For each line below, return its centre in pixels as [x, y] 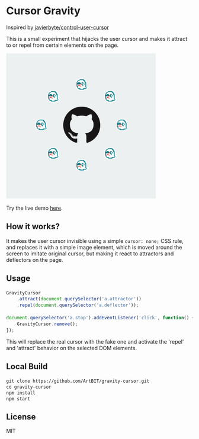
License [21, 417]
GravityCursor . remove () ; [47, 324]
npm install [21, 393]
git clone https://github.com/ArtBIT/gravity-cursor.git [78, 381]
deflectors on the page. [35, 259]
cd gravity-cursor [29, 387]
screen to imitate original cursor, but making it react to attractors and [90, 254]
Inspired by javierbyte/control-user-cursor [58, 27]
